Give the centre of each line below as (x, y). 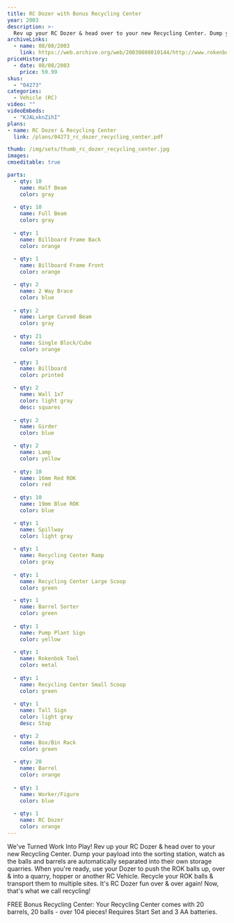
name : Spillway (42, 529)
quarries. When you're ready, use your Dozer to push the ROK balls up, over (116, 869)
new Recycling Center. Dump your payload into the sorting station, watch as (116, 853)
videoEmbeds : (26, 111)
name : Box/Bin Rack (48, 743)
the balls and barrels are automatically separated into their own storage (110, 861)
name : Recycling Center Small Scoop (73, 684)
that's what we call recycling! (49, 891)
